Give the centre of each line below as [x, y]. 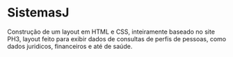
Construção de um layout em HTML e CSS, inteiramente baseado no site [111, 32]
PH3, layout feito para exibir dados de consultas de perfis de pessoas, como [117, 38]
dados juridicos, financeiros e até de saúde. [70, 46]
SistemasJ [38, 13]
